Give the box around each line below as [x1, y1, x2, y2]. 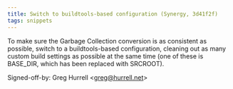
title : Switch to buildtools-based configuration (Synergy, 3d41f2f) [7, 10, 219, 18]
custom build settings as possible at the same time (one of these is [7, 51, 204, 61]
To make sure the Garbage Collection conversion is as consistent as [7, 36, 207, 45]
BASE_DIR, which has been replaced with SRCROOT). [7, 59, 165, 68]
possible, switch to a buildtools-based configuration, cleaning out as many [7, 44, 227, 53]
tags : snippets [7, 17, 53, 24]
